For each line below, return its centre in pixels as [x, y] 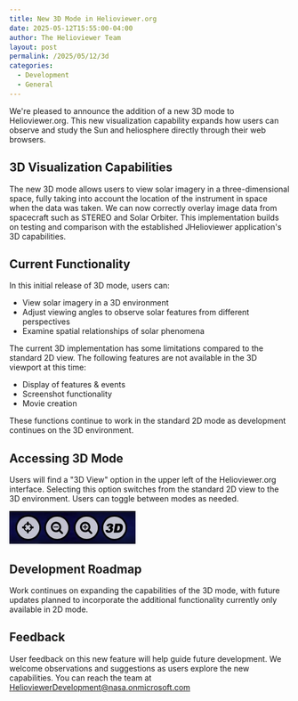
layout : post [33, 47]
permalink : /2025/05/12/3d [59, 57]
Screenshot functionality [67, 394]
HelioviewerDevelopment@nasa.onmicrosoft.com [100, 687]
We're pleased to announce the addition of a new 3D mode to [122, 110]
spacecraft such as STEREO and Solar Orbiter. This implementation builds [144, 217]
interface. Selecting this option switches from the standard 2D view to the [144, 489]
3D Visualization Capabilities [91, 168]
